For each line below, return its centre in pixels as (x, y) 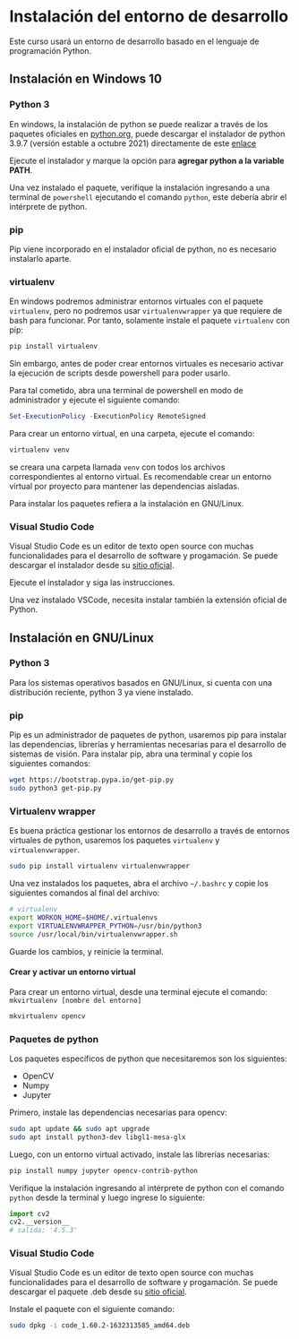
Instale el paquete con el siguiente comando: (92, 1309)
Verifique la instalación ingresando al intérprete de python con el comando (147, 1188)
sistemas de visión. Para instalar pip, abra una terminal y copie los (131, 754)
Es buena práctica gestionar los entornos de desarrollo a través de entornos (149, 831)
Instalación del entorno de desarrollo (149, 17)
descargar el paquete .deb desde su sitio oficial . (98, 1291)
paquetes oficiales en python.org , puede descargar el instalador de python (147, 134)
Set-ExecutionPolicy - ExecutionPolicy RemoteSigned (107, 417)
